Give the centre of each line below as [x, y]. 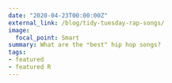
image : [19, 30]
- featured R [30, 67]
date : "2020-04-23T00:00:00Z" [58, 15]
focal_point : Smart [48, 38]
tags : [17, 52]
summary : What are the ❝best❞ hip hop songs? [84, 45]
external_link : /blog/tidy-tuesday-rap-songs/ [86, 23]
